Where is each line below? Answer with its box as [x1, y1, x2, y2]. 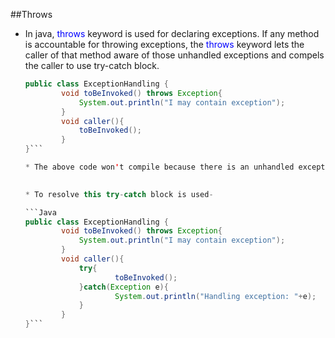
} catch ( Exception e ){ [78, 282, 169, 292]
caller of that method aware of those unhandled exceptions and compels [24, 49, 325, 61]
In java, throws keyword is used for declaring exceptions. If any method [24, 28, 320, 39]
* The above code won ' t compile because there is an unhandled [24, 162, 295, 172]
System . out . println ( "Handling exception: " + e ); [114, 291, 317, 301]
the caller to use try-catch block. [24, 60, 160, 71]
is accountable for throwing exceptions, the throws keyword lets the [24, 39, 305, 50]
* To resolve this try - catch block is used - [24, 189, 214, 199]
